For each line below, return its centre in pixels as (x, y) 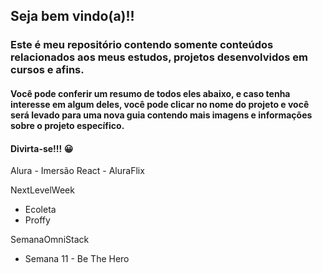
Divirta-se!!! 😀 (42, 148)
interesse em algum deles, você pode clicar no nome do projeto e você (160, 104)
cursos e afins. (47, 70)
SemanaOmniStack (50, 240)
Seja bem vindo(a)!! (72, 16)
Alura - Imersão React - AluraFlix (77, 171)
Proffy (37, 220)
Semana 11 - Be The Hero (77, 259)
